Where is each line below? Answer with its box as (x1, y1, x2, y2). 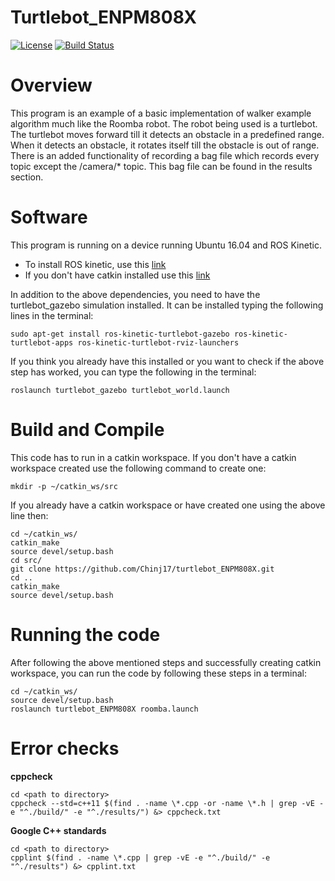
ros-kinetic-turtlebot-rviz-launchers (77, 337, 240, 348)
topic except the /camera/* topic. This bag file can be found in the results (10, 160, 313, 172)
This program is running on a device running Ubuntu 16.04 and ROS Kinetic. (10, 239, 322, 251)
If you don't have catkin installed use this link (24, 269, 211, 281)
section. (10, 171, 44, 183)
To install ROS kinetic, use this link (24, 258, 167, 270)
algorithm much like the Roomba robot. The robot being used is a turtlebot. (10, 117, 318, 130)
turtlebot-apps (10, 337, 74, 348)
